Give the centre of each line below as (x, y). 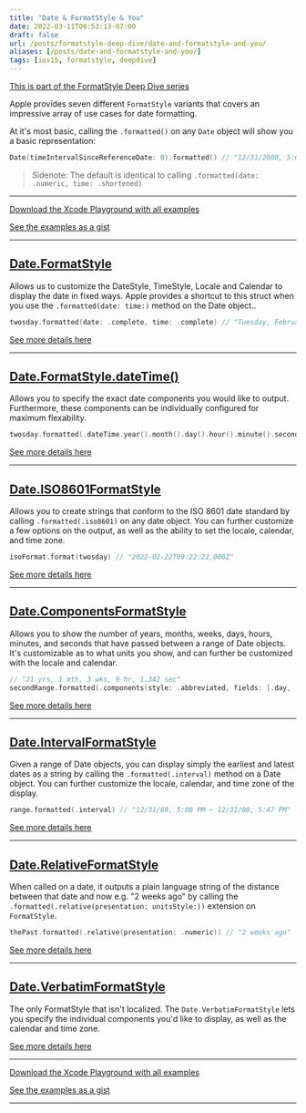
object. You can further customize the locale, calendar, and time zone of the (152, 784)
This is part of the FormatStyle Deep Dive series (99, 86)
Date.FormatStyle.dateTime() (94, 376)
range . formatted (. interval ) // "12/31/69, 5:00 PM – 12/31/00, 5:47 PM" (150, 810)
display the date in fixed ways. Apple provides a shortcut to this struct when (152, 295)
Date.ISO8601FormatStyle (85, 489)
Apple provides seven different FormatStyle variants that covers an (135, 104)
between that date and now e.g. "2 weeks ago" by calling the (124, 896)
